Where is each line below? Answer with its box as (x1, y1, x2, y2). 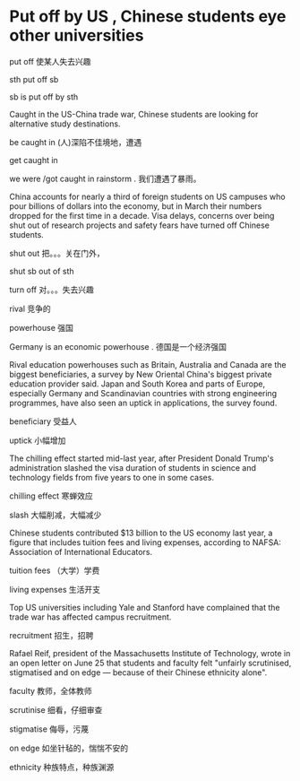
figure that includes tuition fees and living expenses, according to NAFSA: (9, 536, 282, 548)
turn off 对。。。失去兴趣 (9, 284, 94, 295)
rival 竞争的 (9, 303, 51, 314)
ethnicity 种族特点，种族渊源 (9, 761, 115, 772)
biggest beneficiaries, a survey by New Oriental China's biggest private (9, 369, 272, 379)
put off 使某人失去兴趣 (9, 56, 91, 66)
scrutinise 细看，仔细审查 (9, 704, 103, 715)
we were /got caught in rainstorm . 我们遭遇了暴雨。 (9, 173, 201, 184)
